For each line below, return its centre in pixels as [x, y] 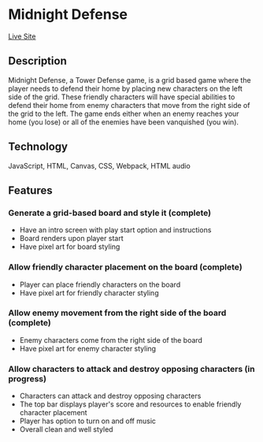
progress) [28, 378]
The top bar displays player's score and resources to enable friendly [130, 404]
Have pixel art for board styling [70, 247]
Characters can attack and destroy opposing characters [110, 396]
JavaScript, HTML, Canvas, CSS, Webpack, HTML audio [100, 165]
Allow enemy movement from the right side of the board [117, 313]
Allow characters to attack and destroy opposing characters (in [131, 369]
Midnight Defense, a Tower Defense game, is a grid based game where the [130, 80]
